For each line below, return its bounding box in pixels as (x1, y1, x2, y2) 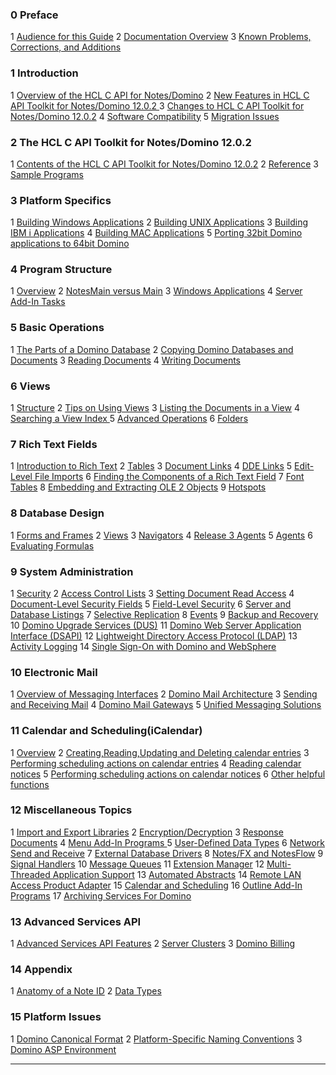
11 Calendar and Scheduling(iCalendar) (10, 724, 203, 738)
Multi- (266, 858, 292, 870)
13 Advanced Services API (10, 914, 142, 928)
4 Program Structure (10, 263, 113, 277)
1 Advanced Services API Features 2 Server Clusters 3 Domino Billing (10, 938, 295, 950)
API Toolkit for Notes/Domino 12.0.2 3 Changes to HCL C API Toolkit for (10, 99, 305, 112)
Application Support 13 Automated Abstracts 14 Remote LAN (52, 868, 302, 880)
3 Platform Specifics (10, 193, 112, 207)
